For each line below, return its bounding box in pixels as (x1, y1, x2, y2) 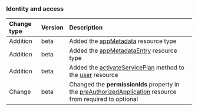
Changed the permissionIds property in (69, 80, 180, 89)
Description (69, 23, 103, 32)
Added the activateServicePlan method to (69, 63, 184, 72)
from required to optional (69, 95, 138, 103)
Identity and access (6, 5, 64, 13)
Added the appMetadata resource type (69, 37, 177, 45)
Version (41, 23, 64, 32)
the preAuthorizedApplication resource (69, 88, 177, 96)
